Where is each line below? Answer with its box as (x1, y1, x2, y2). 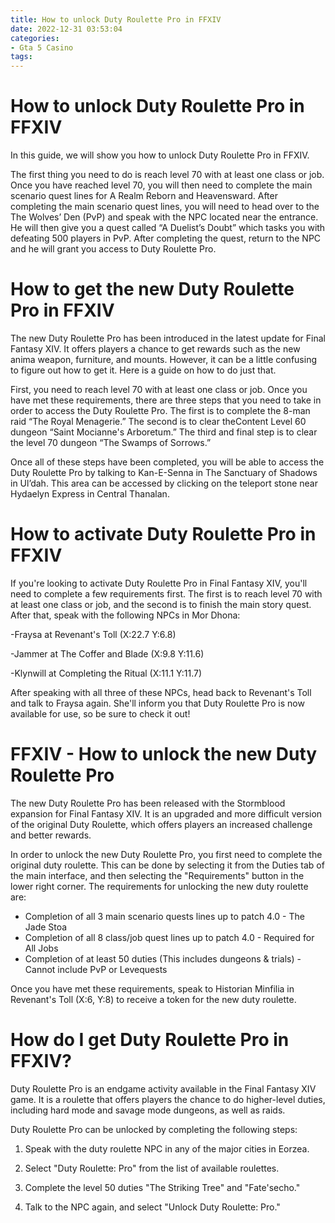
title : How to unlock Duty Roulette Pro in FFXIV (10, 14, 222, 25)
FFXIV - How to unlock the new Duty (10, 743, 318, 766)
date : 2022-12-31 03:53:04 (10, 24, 123, 34)
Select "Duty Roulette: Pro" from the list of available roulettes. (24, 1162, 280, 1174)
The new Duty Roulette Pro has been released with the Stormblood (10, 797, 286, 809)
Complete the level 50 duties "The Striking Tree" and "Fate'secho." (24, 1181, 301, 1193)
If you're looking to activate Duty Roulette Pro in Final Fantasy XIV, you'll (10, 577, 308, 589)
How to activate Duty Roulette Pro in (10, 523, 317, 546)
